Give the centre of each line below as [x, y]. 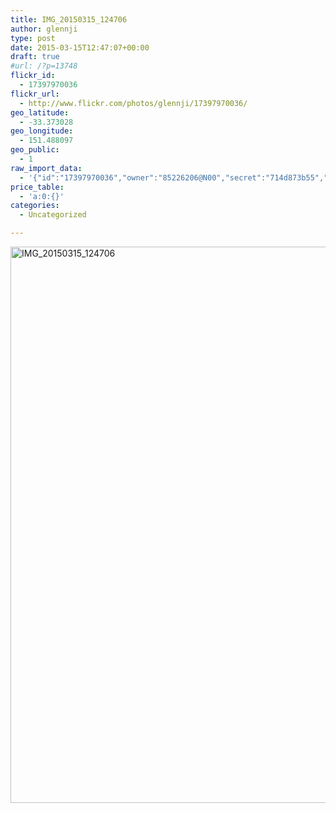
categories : [35, 206]
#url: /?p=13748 [44, 66]
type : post [33, 38]
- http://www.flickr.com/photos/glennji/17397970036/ [133, 103]
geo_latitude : [40, 112]
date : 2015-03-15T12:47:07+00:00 [80, 47]
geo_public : [35, 150]
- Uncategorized [53, 215]
